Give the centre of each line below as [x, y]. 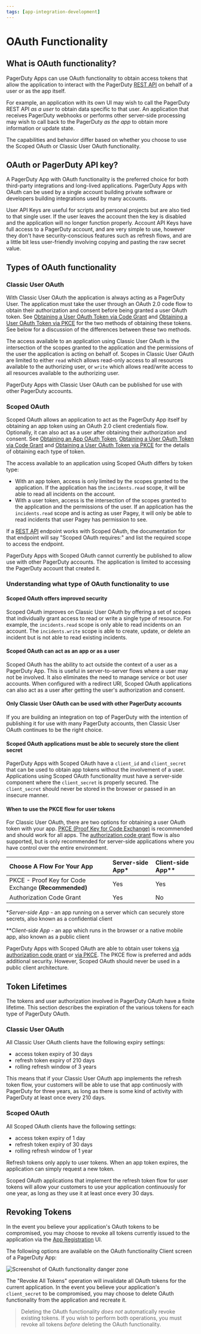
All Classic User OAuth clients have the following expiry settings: [86, 1043]
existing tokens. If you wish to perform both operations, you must [101, 1318]
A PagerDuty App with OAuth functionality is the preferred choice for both [97, 179]
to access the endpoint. [35, 544]
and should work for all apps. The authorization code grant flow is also [93, 835]
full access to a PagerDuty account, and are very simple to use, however [96, 230]
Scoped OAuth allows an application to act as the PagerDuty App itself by [97, 420]
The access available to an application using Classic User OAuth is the [93, 341]
